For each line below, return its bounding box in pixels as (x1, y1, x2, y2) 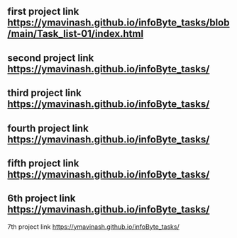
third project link (7, 87, 82, 99)
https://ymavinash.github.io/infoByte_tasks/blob (7, 17, 230, 29)
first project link (7, 6, 79, 18)
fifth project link (7, 157, 79, 169)
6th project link (7, 193, 76, 205)
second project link (7, 52, 94, 64)
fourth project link (7, 122, 89, 134)
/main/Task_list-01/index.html (7, 28, 144, 40)
